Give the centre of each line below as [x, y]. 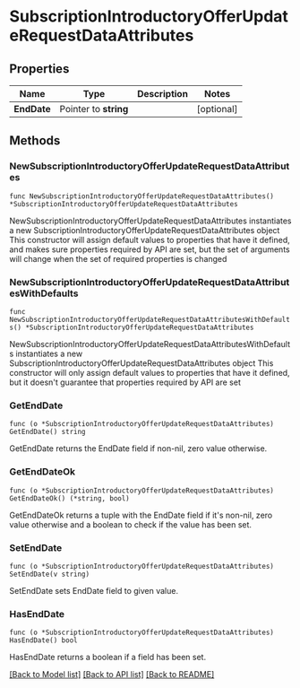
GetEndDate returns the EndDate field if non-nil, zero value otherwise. [138, 449]
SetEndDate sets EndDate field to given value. [94, 590]
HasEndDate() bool [43, 640]
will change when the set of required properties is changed [118, 258]
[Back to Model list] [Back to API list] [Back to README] [112, 675]
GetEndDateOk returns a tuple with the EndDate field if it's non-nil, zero [141, 515]
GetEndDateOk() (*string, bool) [69, 498]
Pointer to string [94, 109]
